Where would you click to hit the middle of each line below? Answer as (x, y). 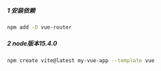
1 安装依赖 (21, 10)
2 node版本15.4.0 (32, 44)
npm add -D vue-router (39, 27)
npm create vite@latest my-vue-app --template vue (81, 60)
